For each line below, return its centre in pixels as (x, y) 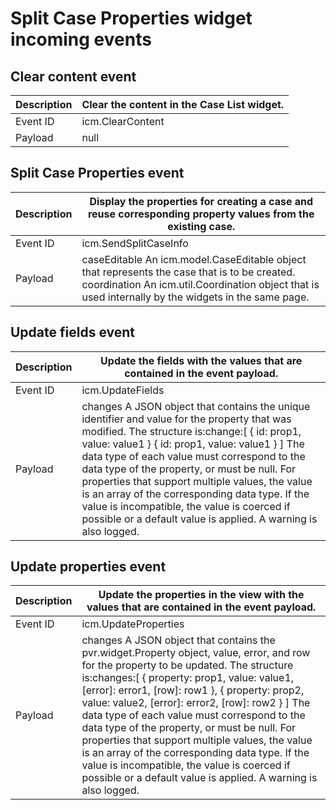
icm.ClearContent (123, 121)
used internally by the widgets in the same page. (195, 297)
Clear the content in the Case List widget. (183, 104)
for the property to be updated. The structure (187, 665)
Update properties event (88, 567)
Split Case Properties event (97, 173)
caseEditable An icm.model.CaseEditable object (194, 259)
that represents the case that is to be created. (188, 272)
